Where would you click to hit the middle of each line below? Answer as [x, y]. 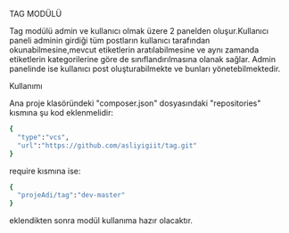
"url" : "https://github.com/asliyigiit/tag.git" [107, 145]
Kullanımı [26, 86]
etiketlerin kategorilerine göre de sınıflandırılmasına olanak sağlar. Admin [143, 59]
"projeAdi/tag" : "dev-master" [71, 196]
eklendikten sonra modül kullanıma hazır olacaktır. [101, 221]
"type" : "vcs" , [43, 137]
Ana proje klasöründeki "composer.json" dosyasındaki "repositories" [135, 103]
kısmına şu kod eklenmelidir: [62, 112]
